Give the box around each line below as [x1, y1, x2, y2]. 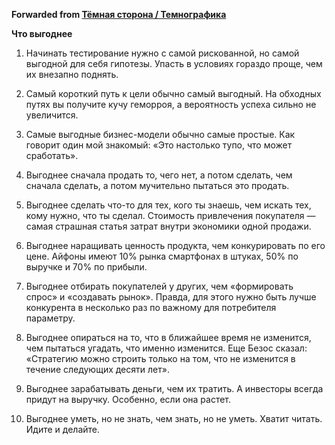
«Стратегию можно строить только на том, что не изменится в [25, 353, 296, 364]
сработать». [25, 150, 79, 161]
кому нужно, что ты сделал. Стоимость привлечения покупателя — [25, 210, 316, 221]
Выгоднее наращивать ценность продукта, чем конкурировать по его [25, 240, 326, 251]
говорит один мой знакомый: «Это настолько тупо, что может [25, 139, 293, 151]
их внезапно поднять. [25, 69, 119, 80]
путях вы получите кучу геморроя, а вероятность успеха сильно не [25, 99, 317, 110]
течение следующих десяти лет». [25, 364, 170, 375]
